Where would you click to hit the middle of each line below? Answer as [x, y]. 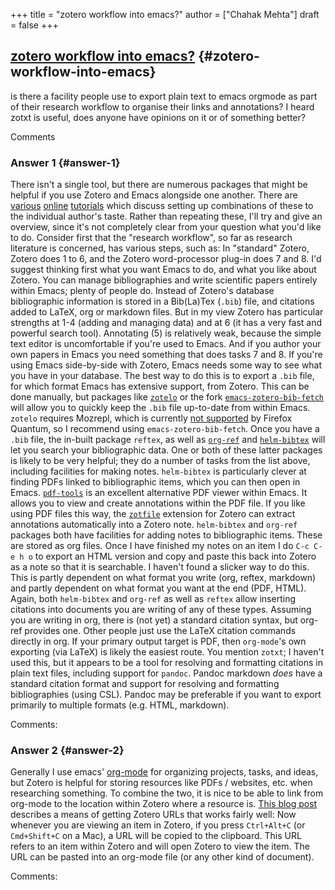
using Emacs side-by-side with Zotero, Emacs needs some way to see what [166, 365]
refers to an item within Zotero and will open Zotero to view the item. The [160, 846]
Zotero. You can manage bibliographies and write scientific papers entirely [164, 280]
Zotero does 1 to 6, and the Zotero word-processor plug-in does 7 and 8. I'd [166, 259]
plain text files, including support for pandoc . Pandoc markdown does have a [166, 673]
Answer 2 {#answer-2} [67, 751]
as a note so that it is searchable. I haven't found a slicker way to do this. [160, 567]
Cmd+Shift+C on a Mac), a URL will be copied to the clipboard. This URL [156, 836]
